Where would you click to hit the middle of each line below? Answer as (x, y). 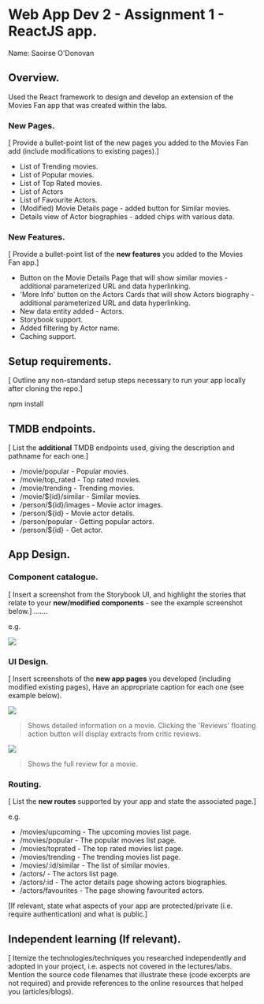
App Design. (39, 554)
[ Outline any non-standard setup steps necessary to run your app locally (127, 381)
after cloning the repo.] (45, 389)
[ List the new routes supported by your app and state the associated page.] (132, 801)
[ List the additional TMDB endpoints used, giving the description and (121, 448)
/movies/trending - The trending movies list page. (100, 857)
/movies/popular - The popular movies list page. (98, 840)
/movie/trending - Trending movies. (77, 488)
